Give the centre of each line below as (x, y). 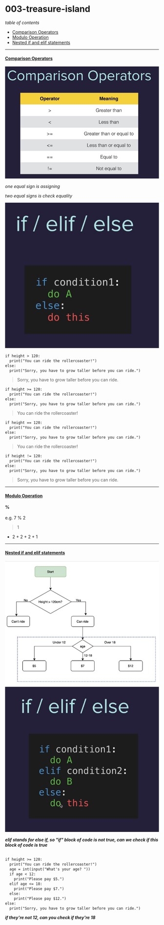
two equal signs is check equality (39, 196)
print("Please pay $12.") (40, 899)
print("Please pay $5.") (39, 879)
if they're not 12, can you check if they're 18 (50, 917)
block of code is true (26, 845)
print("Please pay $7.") (39, 889)
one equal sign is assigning (32, 186)
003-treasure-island (48, 9)
